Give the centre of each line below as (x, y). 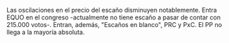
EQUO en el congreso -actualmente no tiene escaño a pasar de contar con (113, 17)
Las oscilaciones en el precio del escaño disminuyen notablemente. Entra (112, 10)
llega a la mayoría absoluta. (46, 32)
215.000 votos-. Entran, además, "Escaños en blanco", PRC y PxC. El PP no (114, 25)
